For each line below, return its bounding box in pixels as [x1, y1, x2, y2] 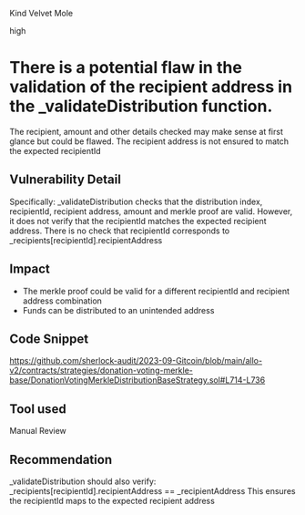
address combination [22, 295, 103, 306]
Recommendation [9, 451, 112, 468]
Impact [9, 262, 50, 277]
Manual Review [9, 426, 66, 437]
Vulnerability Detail [9, 172, 121, 188]
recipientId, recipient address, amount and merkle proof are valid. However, [9, 205, 293, 217]
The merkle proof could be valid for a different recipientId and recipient [22, 285, 290, 296]
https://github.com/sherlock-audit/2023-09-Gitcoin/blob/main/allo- [9, 355, 262, 366]
